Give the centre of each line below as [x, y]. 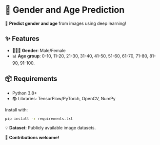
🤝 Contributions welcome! [32, 138]
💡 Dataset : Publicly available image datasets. [50, 128]
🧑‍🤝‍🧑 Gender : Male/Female [39, 50]
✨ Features [22, 39]
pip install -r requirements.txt [39, 119]
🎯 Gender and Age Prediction [65, 10]
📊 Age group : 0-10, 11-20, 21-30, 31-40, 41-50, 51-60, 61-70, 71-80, [80, 56]
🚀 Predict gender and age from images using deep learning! [66, 23]
